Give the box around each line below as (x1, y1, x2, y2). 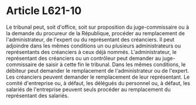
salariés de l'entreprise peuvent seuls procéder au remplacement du (6, 86, 171, 93)
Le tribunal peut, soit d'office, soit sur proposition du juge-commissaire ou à (6, 23, 189, 31)
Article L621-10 (6, 4, 82, 18)
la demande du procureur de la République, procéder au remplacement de (6, 29, 185, 36)
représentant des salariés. (6, 92, 69, 99)
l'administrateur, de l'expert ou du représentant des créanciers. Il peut (6, 36, 174, 43)
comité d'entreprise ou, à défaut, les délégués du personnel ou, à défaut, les (6, 79, 190, 86)
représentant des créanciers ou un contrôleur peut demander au (6, 55, 161, 62)
